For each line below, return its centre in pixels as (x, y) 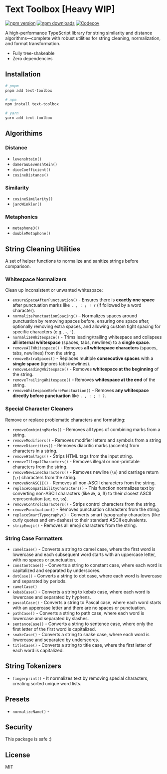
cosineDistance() (30, 175)
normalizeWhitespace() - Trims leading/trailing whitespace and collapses (87, 337)
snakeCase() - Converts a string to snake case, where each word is (81, 634)
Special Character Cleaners (39, 409)
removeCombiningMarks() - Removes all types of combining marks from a (86, 429)
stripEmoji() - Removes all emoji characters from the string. (75, 525)
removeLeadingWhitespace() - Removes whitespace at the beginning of (85, 369)
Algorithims (24, 134)
